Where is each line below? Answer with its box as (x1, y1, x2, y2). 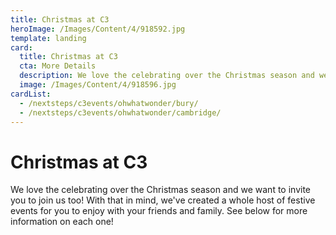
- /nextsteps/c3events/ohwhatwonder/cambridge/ (19, 107, 222, 118)
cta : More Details (19, 61, 97, 71)
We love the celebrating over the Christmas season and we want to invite (10, 184, 311, 196)
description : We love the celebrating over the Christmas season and (19, 71, 315, 81)
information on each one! (10, 216, 114, 228)
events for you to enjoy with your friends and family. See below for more (10, 205, 308, 217)
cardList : (10, 89, 52, 99)
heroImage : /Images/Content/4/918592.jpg (10, 24, 186, 34)
